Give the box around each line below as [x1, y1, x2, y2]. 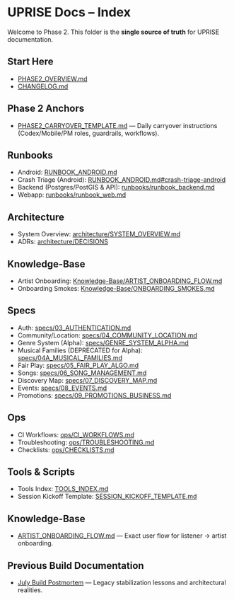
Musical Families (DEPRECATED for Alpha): [17, 346, 143, 354]
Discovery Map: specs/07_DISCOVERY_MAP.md [17, 376, 158, 384]
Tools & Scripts [7, 466, 76, 478]
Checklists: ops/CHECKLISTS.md [17, 445, 115, 454]
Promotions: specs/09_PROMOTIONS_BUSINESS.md [17, 391, 172, 400]
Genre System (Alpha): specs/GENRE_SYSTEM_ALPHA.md [17, 338, 189, 347]
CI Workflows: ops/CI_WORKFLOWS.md [17, 430, 134, 439]
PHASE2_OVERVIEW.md [17, 74, 88, 83]
